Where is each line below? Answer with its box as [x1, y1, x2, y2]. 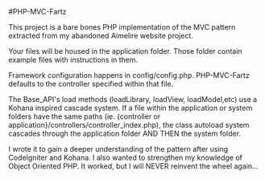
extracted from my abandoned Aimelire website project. [8, 31, 193, 40]
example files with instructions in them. [8, 55, 139, 64]
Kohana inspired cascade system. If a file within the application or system [8, 104, 253, 112]
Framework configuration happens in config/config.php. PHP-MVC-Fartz [8, 71, 250, 79]
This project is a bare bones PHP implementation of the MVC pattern [8, 22, 236, 31]
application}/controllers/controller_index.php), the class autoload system [8, 120, 250, 129]
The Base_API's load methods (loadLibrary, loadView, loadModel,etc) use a [8, 95, 258, 104]
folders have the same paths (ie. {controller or [8, 112, 161, 121]
